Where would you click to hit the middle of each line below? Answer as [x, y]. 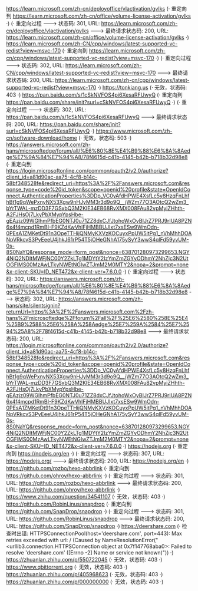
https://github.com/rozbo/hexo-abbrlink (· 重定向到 [68, 468]
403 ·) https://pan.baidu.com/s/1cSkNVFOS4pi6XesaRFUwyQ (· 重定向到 [94, 95]
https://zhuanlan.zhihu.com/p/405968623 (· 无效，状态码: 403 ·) [85, 574]
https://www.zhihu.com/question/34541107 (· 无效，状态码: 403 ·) [86, 496]
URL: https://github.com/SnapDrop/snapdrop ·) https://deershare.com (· [93, 526]
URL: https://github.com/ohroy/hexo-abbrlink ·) [63, 490]
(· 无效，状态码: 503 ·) [105, 138]
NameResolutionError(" [130, 540]
